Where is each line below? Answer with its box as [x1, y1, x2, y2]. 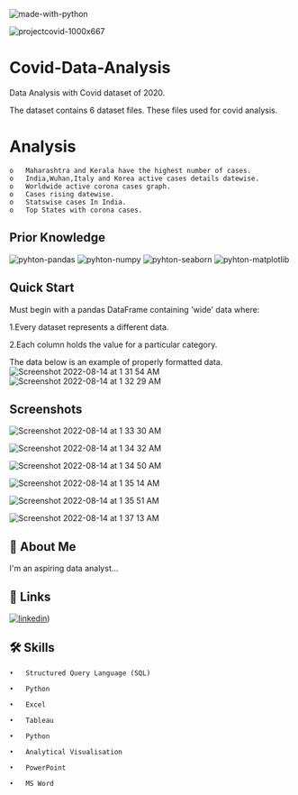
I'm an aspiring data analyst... [9, 563, 119, 574]
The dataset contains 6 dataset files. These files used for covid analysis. [9, 105, 278, 115]
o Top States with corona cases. [9, 206, 143, 215]
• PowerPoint [9, 763, 67, 772]
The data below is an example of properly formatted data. [9, 356, 223, 367]
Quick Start [9, 280, 75, 296]
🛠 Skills [9, 640, 56, 655]
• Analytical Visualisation [9, 747, 123, 756]
